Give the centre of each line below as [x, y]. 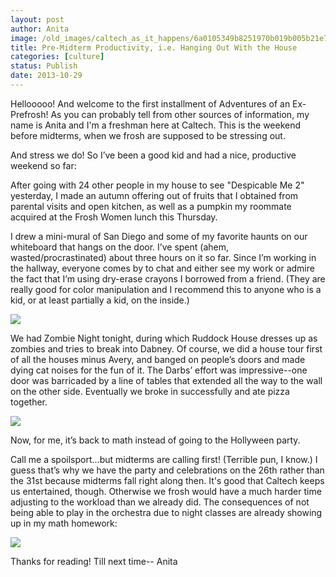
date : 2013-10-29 [46, 76]
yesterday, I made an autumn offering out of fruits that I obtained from [154, 195]
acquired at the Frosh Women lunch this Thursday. [114, 217]
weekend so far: [43, 165]
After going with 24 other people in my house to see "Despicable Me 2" [157, 185]
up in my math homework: [64, 523]
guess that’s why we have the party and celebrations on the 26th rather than [167, 470]
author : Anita [40, 29]
